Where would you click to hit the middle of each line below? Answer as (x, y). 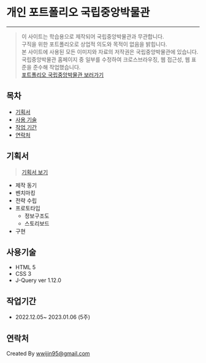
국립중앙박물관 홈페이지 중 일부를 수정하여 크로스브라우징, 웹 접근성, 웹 (105, 59)
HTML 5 (25, 267)
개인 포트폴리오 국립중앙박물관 (78, 13)
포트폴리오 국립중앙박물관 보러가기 (63, 75)
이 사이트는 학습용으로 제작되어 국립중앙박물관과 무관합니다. (93, 36)
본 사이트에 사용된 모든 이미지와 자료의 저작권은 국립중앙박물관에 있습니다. (110, 52)
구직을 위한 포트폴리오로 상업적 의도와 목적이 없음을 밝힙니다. (94, 44)
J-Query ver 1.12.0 (38, 280)
